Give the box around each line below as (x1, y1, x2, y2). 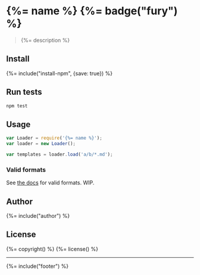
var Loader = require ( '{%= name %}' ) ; (6, 135, 102, 141)
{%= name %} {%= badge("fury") (6, 4, 178, 18)
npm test (6, 103, 28, 109)
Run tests (6, 87, 42, 97)
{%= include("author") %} (6, 212, 70, 219)
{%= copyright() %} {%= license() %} (6, 245, 99, 252)
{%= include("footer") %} (6, 262, 69, 270)
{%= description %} (20, 36, 70, 44)
